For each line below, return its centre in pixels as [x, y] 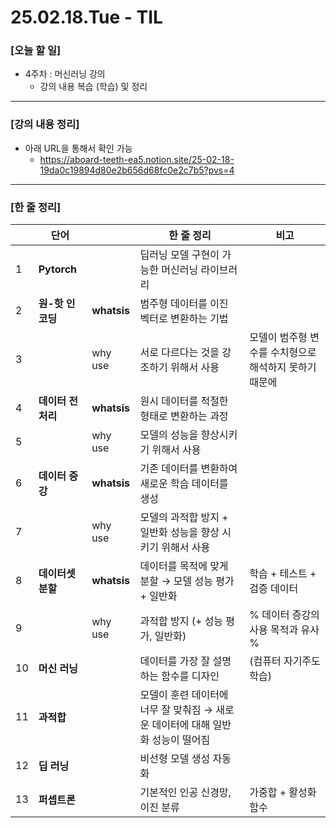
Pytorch [58, 269]
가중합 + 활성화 [283, 793]
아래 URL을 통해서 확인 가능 [78, 148]
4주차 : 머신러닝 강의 [65, 74]
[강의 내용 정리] [45, 124]
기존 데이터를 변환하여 [188, 469]
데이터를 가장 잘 [175, 661]
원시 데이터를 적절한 [184, 401]
